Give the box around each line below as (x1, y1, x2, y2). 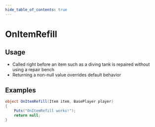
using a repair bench (12, 66, 55, 72)
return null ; (14, 113, 41, 118)
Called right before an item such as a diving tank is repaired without (12, 61, 150, 67)
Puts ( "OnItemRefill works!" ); (14, 108, 77, 114)
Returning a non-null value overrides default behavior (12, 72, 121, 78)
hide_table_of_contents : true (5, 7, 68, 12)
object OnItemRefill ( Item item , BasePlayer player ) (5, 99, 114, 104)
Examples (5, 86, 36, 94)
